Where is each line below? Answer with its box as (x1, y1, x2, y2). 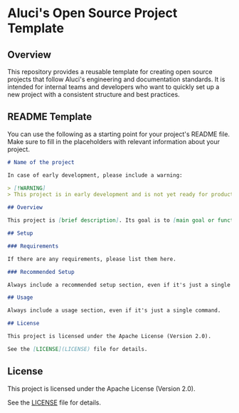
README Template (7, 111, 92, 123)
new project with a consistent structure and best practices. (7, 91, 180, 98)
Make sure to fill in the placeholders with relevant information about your (7, 137, 221, 146)
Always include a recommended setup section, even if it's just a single (7, 281, 231, 288)
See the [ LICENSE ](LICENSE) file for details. (7, 345, 148, 352)
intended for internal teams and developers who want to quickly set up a (7, 83, 220, 91)
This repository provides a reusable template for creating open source (7, 68, 213, 76)
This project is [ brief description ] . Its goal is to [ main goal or (7, 217, 215, 224)
